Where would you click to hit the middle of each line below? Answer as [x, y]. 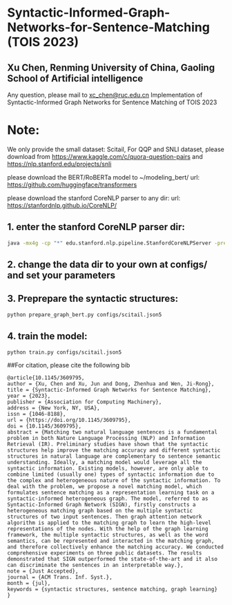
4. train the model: [47, 336]
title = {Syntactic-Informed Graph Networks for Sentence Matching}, [109, 390]
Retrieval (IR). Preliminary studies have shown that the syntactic [108, 444]
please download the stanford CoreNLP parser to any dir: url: [94, 198]
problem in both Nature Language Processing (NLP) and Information [106, 439]
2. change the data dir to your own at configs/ [107, 265]
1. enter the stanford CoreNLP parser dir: [96, 227]
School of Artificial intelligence [75, 78]
